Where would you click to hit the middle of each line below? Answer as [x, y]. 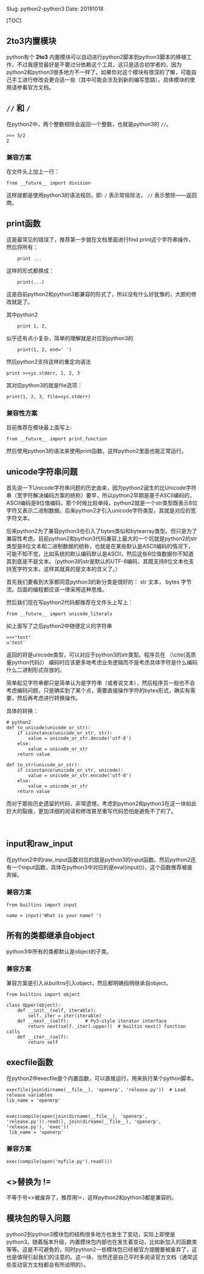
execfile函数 [30, 1062]
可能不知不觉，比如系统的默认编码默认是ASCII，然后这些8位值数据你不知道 [100, 554]
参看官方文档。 [36, 87]
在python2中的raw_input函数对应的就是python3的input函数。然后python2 [99, 859]
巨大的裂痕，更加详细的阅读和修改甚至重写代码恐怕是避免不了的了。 [91, 811]
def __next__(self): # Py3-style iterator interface [92, 1021]
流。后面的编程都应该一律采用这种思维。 [57, 589]
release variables [29, 1095]
